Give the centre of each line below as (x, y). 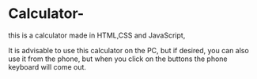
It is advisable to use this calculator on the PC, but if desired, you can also (128, 50)
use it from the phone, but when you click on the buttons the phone (118, 59)
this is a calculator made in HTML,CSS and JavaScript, (97, 35)
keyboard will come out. (47, 66)
